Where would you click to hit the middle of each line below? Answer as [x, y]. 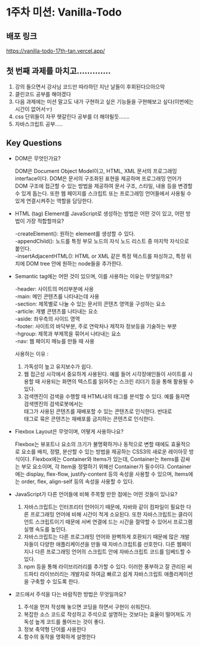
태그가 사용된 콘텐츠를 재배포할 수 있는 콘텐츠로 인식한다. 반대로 [98, 411]
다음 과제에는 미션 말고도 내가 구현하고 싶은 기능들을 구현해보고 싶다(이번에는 [104, 101]
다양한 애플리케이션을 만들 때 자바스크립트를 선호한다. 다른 [107, 544]
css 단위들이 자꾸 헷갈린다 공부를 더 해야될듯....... [72, 116]
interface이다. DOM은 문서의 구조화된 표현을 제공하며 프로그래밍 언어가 [98, 178]
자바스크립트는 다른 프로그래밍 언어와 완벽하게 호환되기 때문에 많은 [101, 536]
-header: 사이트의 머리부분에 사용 [54, 289]
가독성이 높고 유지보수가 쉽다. [58, 366]
